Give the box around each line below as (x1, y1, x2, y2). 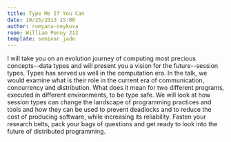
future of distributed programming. (7, 128, 106, 136)
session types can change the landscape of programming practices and (7, 98, 212, 106)
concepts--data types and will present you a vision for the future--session (7, 62, 219, 70)
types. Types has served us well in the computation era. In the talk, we (7, 69, 208, 78)
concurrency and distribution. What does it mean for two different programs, (7, 84, 225, 92)
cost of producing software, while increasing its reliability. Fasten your (7, 113, 207, 121)
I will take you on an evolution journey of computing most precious (7, 54, 197, 62)
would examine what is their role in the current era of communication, (7, 76, 205, 84)
